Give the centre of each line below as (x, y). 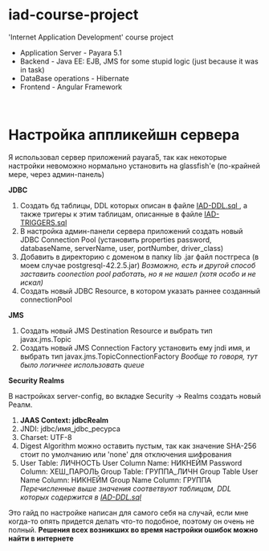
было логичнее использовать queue (82, 364)
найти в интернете (41, 538)
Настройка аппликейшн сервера (124, 135)
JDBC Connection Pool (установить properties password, (116, 240)
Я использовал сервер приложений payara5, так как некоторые (118, 157)
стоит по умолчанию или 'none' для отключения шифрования (126, 454)
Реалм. (20, 405)
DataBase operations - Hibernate (75, 78)
